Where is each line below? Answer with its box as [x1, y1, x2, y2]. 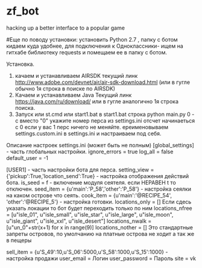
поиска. [14, 104, 36, 111]
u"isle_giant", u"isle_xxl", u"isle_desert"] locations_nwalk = [6, 217, 152, 225]
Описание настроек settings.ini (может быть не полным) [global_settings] [6, 141, 194, 148]
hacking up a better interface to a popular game [6, 24, 125, 31]
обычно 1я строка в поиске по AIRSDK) [14, 85, 116, 92]
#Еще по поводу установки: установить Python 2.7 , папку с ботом [6, 36, 178, 43]
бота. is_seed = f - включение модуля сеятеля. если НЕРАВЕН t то [6, 179, 176, 186]
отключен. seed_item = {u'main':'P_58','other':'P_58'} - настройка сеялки [6, 185, 192, 193]
